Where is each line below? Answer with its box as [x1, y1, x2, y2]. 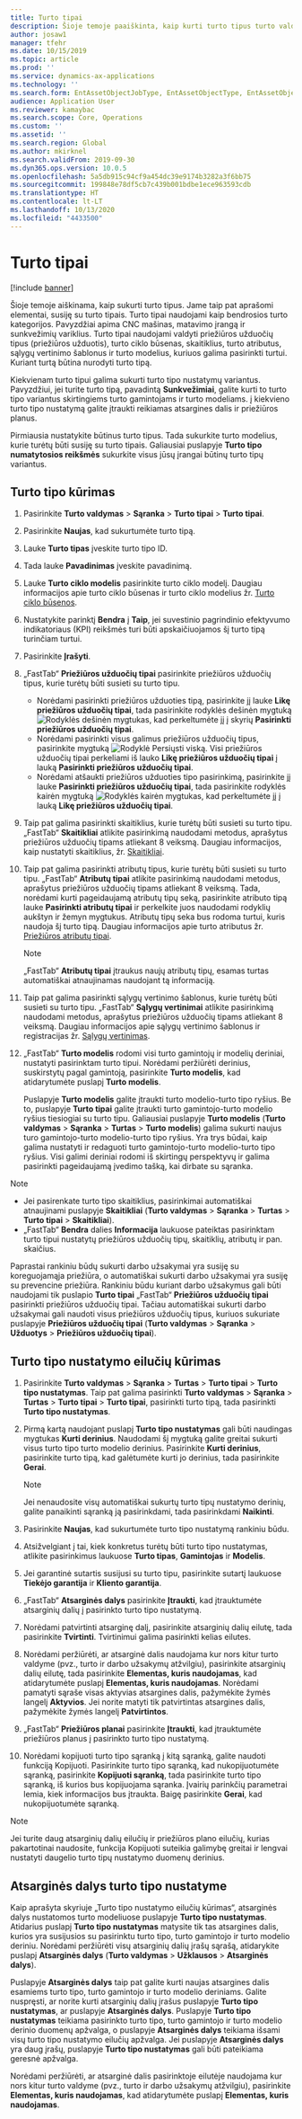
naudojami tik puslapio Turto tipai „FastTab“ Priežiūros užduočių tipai [10, 1290, 269, 1300]
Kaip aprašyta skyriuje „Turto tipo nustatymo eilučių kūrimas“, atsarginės [10, 1902, 277, 1912]
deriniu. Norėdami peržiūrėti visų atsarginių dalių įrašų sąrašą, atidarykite [10, 1940, 280, 1951]
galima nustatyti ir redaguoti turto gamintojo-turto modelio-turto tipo [22, 1142, 276, 1153]
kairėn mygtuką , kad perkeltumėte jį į [36, 791, 281, 802]
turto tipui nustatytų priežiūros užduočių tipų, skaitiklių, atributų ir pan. [22, 1234, 283, 1245]
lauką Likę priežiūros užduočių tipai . [36, 801, 174, 811]
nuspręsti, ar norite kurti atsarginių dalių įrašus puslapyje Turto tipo [10, 1996, 259, 2007]
